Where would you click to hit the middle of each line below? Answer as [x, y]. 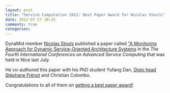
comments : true [21, 24]
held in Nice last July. [28, 60]
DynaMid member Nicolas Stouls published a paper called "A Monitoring [81, 43]
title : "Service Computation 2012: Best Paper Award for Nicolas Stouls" [85, 15]
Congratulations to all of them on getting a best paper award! [69, 85]
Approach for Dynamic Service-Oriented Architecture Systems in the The [82, 49]
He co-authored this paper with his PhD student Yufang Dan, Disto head [81, 70]
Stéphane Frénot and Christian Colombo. [48, 75]
